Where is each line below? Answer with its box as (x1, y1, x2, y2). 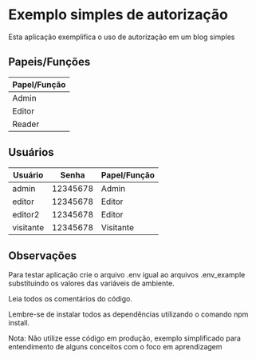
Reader (12, 118, 40, 130)
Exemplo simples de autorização (8, 6, 229, 24)
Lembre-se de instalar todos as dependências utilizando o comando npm (8, 309, 249, 319)
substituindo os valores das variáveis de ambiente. (8, 278, 175, 289)
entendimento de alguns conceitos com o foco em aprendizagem (8, 342, 223, 352)
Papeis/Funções (8, 55, 91, 69)
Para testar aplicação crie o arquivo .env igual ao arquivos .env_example (8, 270, 246, 280)
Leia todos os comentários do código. (8, 294, 133, 304)
